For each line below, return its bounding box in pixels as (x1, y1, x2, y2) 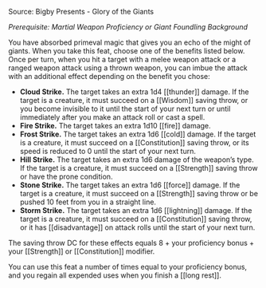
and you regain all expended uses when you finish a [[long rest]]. (8, 270, 221, 280)
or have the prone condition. (19, 172, 113, 181)
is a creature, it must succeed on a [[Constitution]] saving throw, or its (19, 138, 249, 147)
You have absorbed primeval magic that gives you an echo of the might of (8, 37, 251, 47)
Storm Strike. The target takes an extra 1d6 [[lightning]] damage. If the (19, 206, 252, 215)
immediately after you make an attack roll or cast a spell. (19, 112, 205, 122)
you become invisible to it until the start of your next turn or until (19, 104, 231, 113)
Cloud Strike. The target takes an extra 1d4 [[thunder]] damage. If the (19, 87, 249, 97)
